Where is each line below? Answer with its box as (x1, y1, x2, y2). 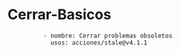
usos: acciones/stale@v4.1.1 (50, 38, 148, 47)
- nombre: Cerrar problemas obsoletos (42, 32, 173, 40)
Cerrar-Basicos (7, 6, 112, 24)
